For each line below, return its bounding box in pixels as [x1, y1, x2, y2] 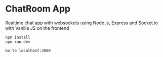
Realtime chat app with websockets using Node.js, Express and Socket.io [5, 20, 158, 26]
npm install [5, 35, 30, 40]
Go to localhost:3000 [5, 48, 51, 53]
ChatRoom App [5, 3, 71, 15]
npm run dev [5, 39, 30, 44]
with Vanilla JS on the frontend [5, 25, 69, 31]
